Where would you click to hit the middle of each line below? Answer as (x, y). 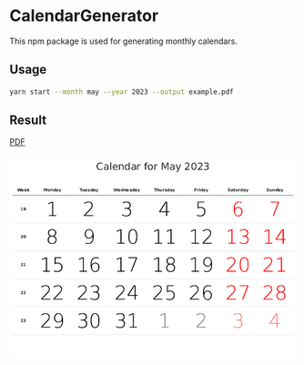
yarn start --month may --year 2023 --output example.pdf (122, 92)
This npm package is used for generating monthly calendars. (124, 41)
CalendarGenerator (84, 16)
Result (28, 121)
